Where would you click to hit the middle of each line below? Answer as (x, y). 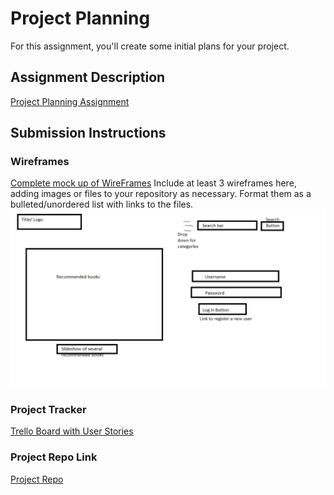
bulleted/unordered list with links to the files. (102, 204)
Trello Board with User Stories (72, 431)
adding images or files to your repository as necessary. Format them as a (161, 194)
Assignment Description (88, 77)
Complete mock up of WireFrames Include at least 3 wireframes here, (153, 183)
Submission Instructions (88, 133)
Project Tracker (48, 409)
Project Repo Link (54, 457)
